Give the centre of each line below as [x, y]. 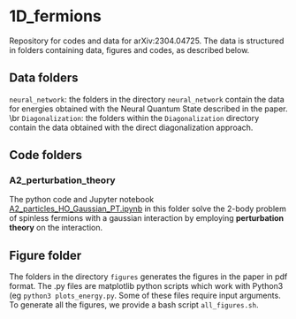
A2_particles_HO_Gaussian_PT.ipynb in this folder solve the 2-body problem [148, 209]
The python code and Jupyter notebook [82, 200]
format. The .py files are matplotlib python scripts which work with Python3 [146, 286]
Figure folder [46, 255]
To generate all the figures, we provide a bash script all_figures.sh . [134, 305]
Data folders [44, 78]
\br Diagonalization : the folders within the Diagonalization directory [134, 118]
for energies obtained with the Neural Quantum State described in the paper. [148, 109]
